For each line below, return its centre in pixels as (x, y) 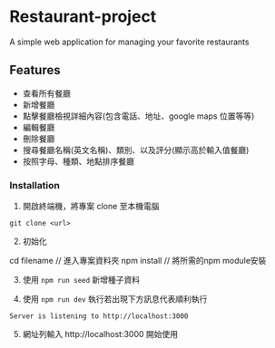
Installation (35, 185)
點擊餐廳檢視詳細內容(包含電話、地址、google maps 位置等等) (138, 116)
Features (35, 70)
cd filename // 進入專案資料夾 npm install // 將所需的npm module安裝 (138, 261)
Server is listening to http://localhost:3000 (99, 316)
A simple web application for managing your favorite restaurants (129, 42)
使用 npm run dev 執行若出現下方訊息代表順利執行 (115, 299)
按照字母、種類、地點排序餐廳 (78, 161)
